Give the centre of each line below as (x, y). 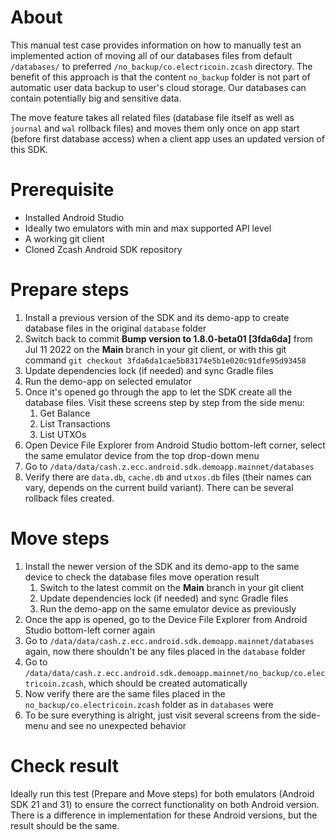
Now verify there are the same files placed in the (125, 693)
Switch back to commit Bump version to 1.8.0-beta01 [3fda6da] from (168, 338)
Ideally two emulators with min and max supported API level (148, 228)
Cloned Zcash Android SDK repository (103, 249)
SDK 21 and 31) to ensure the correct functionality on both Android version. (165, 804)
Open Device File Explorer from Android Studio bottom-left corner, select (175, 445)
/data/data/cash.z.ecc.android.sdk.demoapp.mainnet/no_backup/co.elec (175, 673)
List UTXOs (63, 434)
